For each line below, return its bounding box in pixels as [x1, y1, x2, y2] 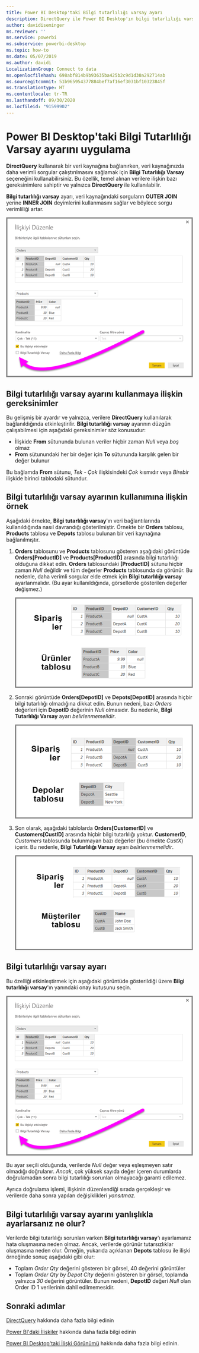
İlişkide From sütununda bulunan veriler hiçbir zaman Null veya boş [14, 438, 179, 445]
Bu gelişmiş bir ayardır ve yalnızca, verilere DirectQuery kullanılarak [6, 414, 172, 421]
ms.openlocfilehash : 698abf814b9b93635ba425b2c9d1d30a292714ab [6, 72, 166, 78]
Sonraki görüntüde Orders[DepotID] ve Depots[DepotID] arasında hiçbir [14, 694, 192, 701]
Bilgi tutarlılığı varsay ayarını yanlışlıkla [6, 1209, 153, 1219]
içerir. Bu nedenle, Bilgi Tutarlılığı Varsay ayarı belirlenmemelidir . [14, 844, 174, 851]
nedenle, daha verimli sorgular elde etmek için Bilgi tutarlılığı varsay [14, 572, 182, 580]
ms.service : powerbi [6, 34, 57, 41]
